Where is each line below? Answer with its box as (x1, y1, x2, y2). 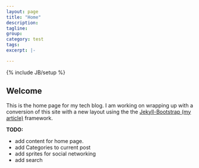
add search (14, 156, 43, 163)
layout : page (6, 8, 39, 15)
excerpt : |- (6, 47, 36, 53)
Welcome (6, 86, 42, 96)
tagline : (6, 25, 28, 31)
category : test (6, 36, 44, 42)
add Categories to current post (14, 144, 91, 151)
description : (6, 20, 39, 26)
